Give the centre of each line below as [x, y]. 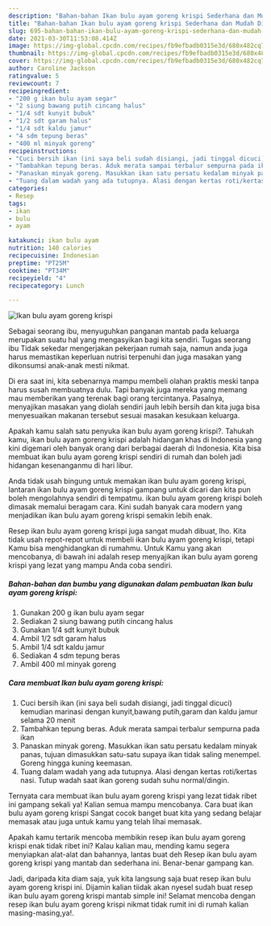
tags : [17, 203]
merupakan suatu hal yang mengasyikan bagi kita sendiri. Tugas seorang [130, 340]
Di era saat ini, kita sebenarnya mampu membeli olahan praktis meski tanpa [134, 381]
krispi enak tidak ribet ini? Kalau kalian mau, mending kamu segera [119, 846]
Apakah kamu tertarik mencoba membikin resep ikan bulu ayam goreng [127, 837]
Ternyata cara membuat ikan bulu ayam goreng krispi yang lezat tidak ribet [133, 796]
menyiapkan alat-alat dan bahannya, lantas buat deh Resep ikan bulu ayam [133, 855]
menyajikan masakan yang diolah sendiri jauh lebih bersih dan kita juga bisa [134, 407]
